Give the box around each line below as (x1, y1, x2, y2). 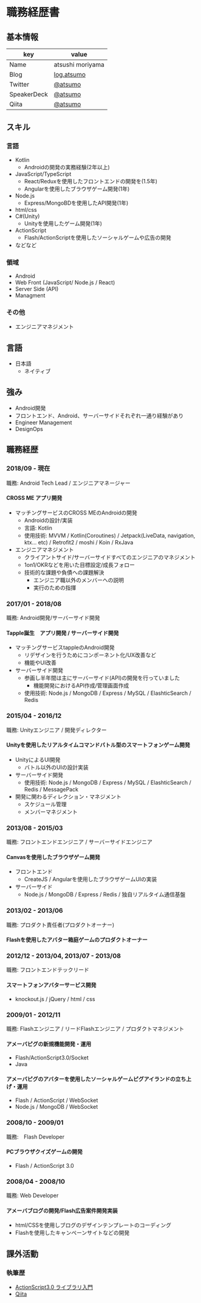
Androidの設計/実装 (24, 516, 73, 524)
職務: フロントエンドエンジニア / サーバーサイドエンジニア (6, 838, 153, 846)
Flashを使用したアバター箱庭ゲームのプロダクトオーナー (6, 936, 148, 944)
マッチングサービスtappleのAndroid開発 (15, 644, 115, 651)
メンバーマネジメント (24, 808, 78, 815)
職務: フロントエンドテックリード (6, 966, 89, 974)
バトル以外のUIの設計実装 (24, 764, 89, 771)
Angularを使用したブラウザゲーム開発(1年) (24, 185, 130, 192)
